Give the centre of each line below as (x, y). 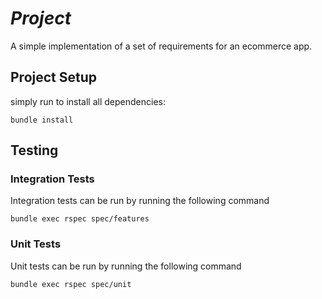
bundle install (42, 120)
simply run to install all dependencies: (88, 101)
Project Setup (54, 77)
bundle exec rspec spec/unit (71, 284)
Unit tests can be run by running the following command (126, 266)
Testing (34, 150)
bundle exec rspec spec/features (80, 219)
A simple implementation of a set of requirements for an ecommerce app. (161, 46)
